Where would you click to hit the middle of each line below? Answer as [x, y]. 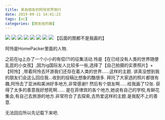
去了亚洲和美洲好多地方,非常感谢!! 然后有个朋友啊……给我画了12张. [87, 84]
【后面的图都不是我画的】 [81, 38]
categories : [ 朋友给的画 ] [30, 23]
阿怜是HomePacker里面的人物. [36, 49]
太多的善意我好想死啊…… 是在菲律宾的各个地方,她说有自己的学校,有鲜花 [87, 90]
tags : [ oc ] [16, 19]
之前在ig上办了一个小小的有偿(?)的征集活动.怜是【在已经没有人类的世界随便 [82, 59]
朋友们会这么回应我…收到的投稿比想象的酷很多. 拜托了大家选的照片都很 [82, 78]
